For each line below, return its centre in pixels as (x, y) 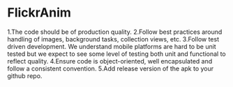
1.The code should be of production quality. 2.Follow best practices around (115, 32)
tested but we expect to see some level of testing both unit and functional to (116, 54)
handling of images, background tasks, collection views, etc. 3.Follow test (113, 39)
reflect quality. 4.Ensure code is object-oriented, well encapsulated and (110, 61)
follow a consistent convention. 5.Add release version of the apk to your (111, 68)
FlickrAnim (39, 13)
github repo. (25, 76)
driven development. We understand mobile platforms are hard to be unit (112, 46)
